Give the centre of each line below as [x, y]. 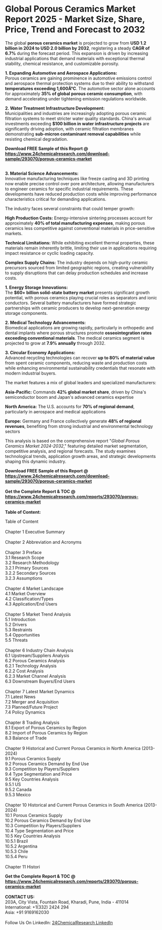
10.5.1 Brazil [16, 841]
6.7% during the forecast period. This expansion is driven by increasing [77, 53]
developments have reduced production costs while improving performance [81, 194]
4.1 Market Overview [25, 593]
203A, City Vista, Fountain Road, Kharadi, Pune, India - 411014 [67, 902]
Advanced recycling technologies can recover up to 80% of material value [80, 358]
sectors [13, 431]
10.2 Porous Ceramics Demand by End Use [48, 820]
